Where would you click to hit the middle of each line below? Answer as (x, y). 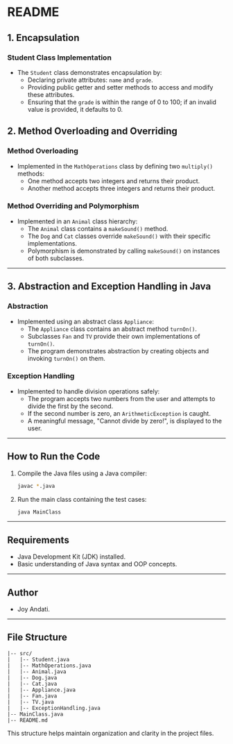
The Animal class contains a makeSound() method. (98, 228)
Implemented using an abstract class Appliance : (86, 321)
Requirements (38, 540)
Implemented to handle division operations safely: (88, 391)
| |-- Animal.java (37, 671)
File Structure (37, 637)
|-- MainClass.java (35, 714)
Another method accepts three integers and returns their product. (121, 188)
